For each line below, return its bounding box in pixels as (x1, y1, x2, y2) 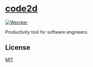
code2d (5, 3, 38, 14)
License (5, 43, 30, 52)
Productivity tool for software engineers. (5, 29, 88, 35)
